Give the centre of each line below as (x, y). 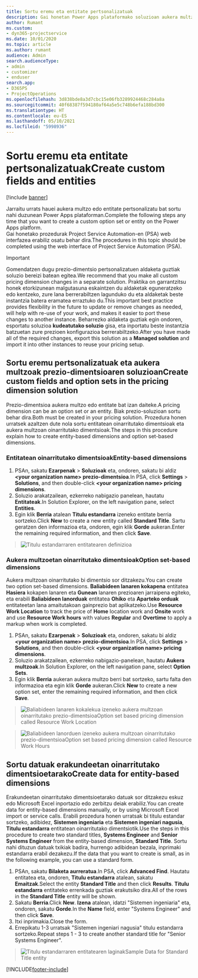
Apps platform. (24, 227)
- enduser (18, 77)
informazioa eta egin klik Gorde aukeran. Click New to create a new (96, 685)
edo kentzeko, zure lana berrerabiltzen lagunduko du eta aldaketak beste (95, 294)
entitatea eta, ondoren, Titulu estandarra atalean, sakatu (84, 878)
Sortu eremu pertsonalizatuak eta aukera (83, 363)
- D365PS (17, 88)
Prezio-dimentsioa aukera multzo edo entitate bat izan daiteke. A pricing (93, 405)
